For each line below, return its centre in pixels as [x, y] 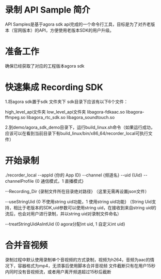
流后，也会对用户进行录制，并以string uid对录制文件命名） [63, 214]
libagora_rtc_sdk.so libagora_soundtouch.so [71, 117]
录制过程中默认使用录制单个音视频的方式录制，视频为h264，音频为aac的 [78, 260]
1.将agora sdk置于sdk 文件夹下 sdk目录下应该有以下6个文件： [67, 102]
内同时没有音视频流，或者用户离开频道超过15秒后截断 [58, 272]
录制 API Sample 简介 [48, 10]
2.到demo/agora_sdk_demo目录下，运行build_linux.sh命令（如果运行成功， [80, 127]
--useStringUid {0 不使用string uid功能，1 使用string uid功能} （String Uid [78, 202]
